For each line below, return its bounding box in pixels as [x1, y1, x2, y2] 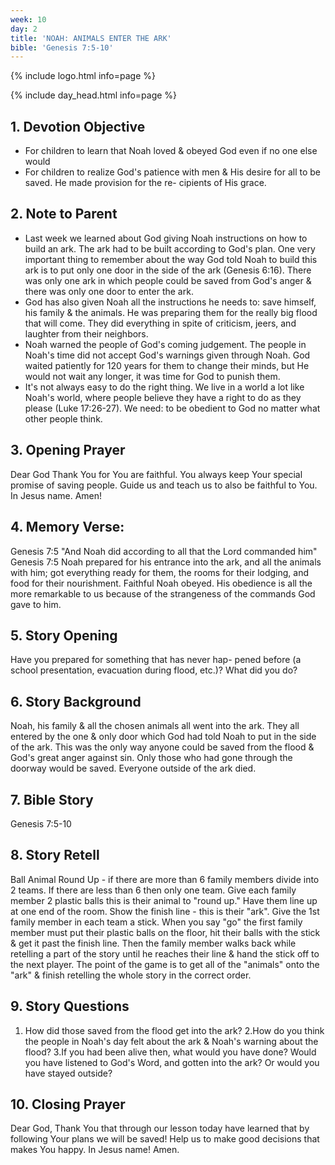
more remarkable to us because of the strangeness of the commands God [10, 587, 316, 600]
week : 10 [10, 14, 47, 25]
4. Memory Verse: [10, 519, 125, 536]
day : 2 [10, 24, 38, 34]
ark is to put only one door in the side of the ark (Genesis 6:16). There [24, 264, 312, 276]
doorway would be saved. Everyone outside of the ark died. [10, 762, 257, 775]
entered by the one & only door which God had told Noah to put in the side [10, 731, 317, 743]
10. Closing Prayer [10, 1096, 126, 1113]
